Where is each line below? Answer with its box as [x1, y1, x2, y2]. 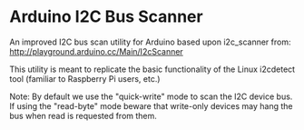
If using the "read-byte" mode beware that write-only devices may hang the [9, 100, 293, 111]
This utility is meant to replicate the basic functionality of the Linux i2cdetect [9, 64, 296, 75]
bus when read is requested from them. [9, 110, 157, 121]
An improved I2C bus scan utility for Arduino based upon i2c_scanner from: [9, 36, 291, 47]
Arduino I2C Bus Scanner [9, 6, 203, 27]
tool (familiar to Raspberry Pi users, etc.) [9, 73, 161, 84]
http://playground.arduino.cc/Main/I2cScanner [9, 45, 183, 56]
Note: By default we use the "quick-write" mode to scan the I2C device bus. [9, 91, 293, 102]
